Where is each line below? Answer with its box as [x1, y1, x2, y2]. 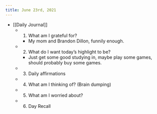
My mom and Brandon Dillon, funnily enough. [28, 38, 125, 44]
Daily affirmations [28, 70, 66, 77]
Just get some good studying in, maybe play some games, [28, 54, 152, 60]
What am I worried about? [28, 92, 83, 98]
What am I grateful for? [28, 32, 77, 38]
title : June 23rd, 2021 [5, 7, 57, 13]
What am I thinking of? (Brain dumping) [28, 81, 112, 87]
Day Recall [28, 103, 51, 109]
